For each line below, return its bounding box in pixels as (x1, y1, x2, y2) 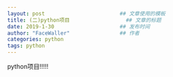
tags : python (7, 42, 45, 49)
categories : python (7, 36, 64, 43)
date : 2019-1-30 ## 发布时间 (7, 23, 150, 30)
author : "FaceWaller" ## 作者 (7, 29, 140, 37)
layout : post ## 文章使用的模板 (7, 10, 166, 17)
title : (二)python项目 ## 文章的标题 (7, 17, 162, 24)
